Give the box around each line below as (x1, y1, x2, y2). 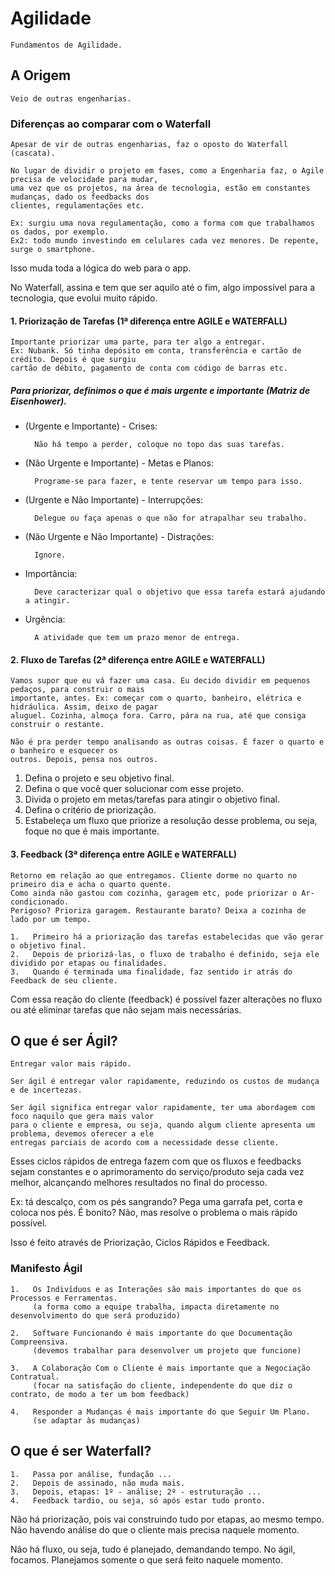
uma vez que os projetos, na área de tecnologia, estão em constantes (10, 183, 311, 194)
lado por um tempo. (10, 914, 92, 924)
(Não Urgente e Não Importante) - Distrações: (24, 531, 215, 543)
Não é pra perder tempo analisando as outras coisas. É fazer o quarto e (10, 737, 325, 747)
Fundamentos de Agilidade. (10, 40, 123, 50)
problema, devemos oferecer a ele (10, 1129, 155, 1139)
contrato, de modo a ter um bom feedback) (10, 1389, 190, 1399)
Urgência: (24, 613, 66, 626)
